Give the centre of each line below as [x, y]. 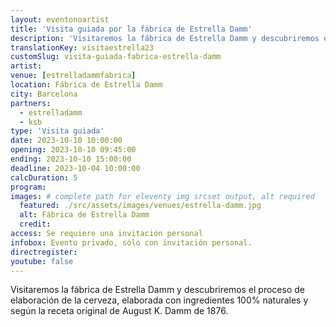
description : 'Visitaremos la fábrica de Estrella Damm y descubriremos [165, 38]
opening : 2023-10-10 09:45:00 [73, 150]
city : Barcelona [44, 94]
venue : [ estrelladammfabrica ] [73, 76]
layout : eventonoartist [60, 19]
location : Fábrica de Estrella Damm [86, 85]
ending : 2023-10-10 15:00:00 [71, 159]
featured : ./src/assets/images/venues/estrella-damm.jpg [140, 206]
